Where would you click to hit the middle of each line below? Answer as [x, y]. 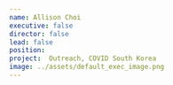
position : [28, 50]
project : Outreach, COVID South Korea [83, 58]
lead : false [31, 42]
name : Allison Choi [45, 17]
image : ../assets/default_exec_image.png [87, 67]
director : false [39, 34]
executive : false [41, 26]
